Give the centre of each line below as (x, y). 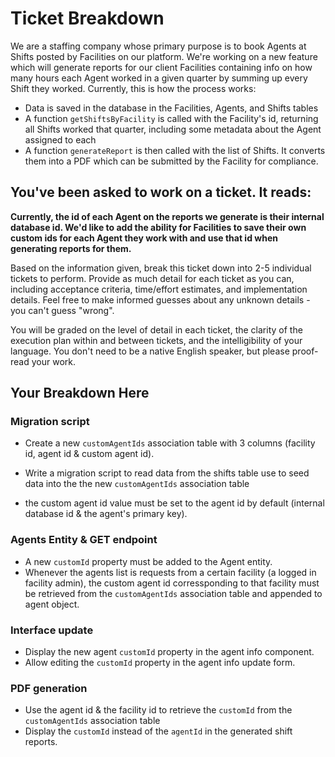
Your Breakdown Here (80, 393)
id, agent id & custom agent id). (89, 454)
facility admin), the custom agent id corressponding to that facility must (172, 583)
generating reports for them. (71, 248)
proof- (305, 351)
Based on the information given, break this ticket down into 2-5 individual (161, 268)
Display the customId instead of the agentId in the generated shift (158, 731)
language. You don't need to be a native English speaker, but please (150, 351)
